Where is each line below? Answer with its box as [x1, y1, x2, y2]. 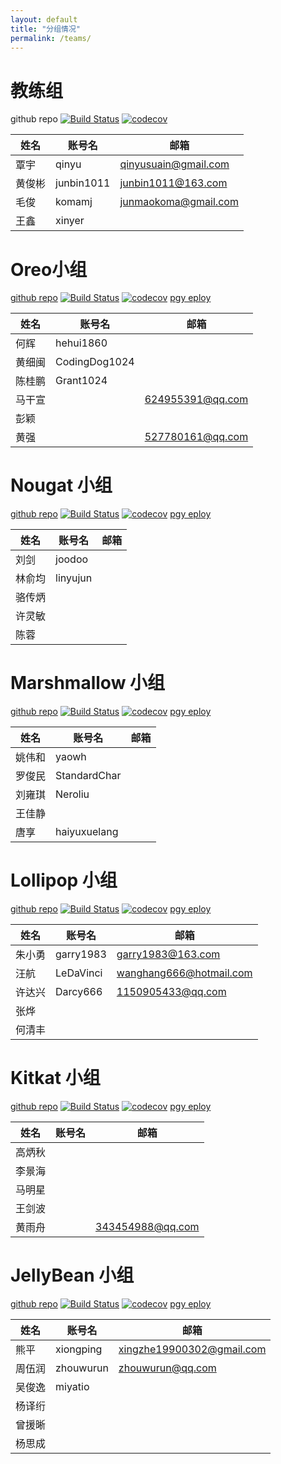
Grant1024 [55, 374, 108, 388]
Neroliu [55, 787, 90, 801]
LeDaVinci [55, 966, 103, 980]
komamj [55, 195, 93, 209]
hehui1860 [55, 336, 108, 350]
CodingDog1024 [55, 355, 135, 369]
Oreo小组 [10, 258, 88, 281]
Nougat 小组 [10, 474, 113, 497]
